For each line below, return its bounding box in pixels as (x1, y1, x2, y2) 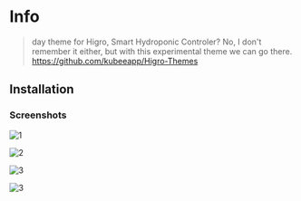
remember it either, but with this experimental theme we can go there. (31, 45, 293, 56)
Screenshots (9, 109, 67, 121)
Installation (9, 81, 74, 97)
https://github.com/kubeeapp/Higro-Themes (31, 55, 199, 66)
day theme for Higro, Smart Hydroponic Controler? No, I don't (31, 36, 262, 47)
